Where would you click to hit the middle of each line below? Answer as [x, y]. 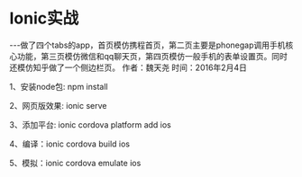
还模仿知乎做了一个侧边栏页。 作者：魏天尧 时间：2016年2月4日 [128, 67]
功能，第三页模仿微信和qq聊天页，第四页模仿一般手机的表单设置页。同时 [152, 56]
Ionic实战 [44, 18]
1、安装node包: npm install [59, 86]
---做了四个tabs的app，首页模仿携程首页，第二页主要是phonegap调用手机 [147, 45]
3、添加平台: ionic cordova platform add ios [90, 124]
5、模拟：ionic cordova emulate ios [75, 163]
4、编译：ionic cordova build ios [70, 144]
